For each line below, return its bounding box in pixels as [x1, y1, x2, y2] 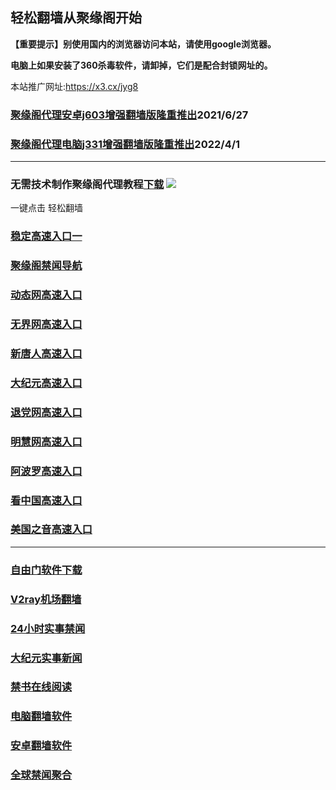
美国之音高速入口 [10, 523, 93, 537]
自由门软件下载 [10, 563, 83, 577]
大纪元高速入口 [10, 376, 83, 390]
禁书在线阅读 [10, 680, 73, 694]
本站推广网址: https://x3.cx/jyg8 [10, 80, 139, 92]
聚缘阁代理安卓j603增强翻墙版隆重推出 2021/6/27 [10, 108, 249, 122]
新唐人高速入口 [10, 346, 83, 360]
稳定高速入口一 [10, 229, 83, 243]
